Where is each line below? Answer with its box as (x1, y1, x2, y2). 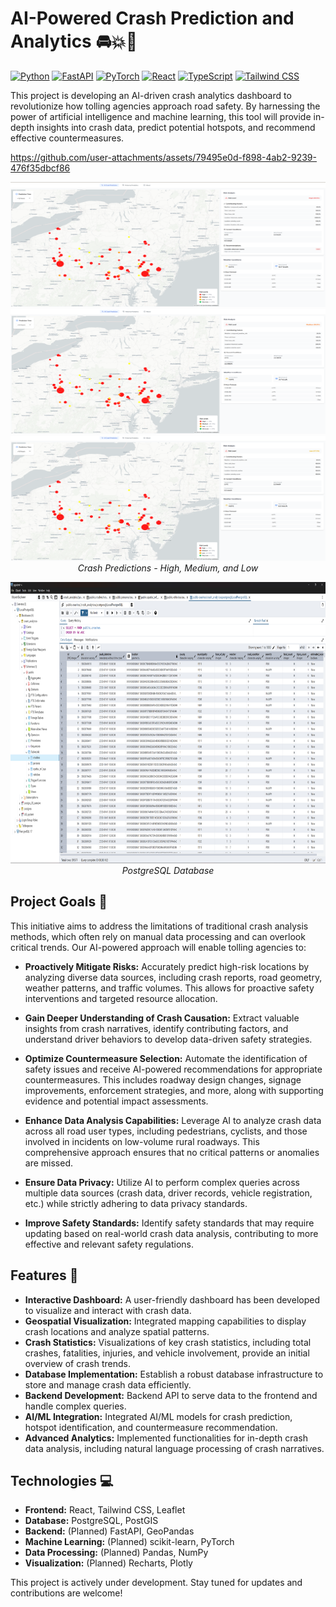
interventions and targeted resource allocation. (24, 992, 218, 1004)
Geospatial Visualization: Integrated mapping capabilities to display (24, 1315, 307, 1327)
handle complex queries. (24, 1400, 127, 1412)
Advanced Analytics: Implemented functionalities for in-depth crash (24, 1432, 309, 1444)
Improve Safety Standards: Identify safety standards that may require (24, 1217, 315, 1229)
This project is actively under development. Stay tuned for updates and (10, 1577, 303, 1589)
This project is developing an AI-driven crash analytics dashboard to (10, 89, 292, 101)
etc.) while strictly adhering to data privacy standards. (24, 1197, 248, 1209)
